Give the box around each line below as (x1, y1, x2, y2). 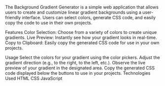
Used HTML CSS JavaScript (5, 76, 63, 81)
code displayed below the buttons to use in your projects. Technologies (5, 70, 151, 76)
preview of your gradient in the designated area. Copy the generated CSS (5, 65, 155, 71)
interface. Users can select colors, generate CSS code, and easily (22, 15, 156, 20)
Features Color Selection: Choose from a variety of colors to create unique (5, 29, 157, 35)
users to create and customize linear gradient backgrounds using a (5, 9, 142, 15)
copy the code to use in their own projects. (5, 20, 92, 26)
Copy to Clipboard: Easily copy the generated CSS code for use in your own (5, 40, 160, 46)
